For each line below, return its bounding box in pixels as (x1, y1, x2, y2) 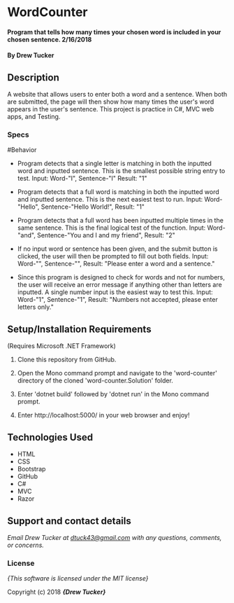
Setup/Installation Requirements (7, 323, 152, 335)
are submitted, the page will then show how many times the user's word (7, 97, 214, 106)
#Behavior (7, 146, 37, 154)
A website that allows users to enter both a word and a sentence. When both (7, 90, 228, 99)
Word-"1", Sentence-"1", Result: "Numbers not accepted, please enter (17, 296, 218, 304)
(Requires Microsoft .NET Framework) (7, 342, 117, 350)
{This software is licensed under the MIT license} (7, 574, 149, 583)
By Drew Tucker (7, 51, 54, 60)
